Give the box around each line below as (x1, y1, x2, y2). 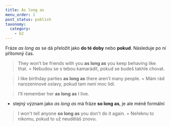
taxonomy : (5, 21, 27, 27)
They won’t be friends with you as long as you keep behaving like (17, 60, 156, 66)
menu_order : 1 (5, 12, 36, 17)
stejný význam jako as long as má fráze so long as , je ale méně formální (12, 101, 165, 107)
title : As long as (5, 7, 44, 13)
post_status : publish (5, 17, 52, 22)
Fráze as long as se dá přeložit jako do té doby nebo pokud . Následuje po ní (5, 45, 166, 51)
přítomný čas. (5, 50, 34, 56)
